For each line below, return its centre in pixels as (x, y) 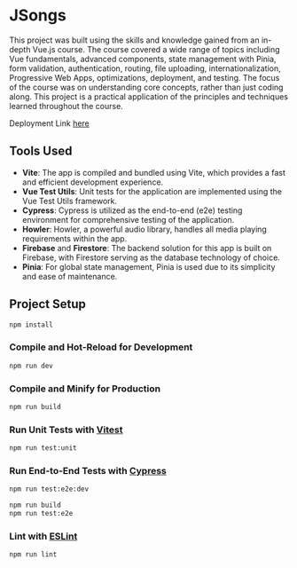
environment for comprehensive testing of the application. (128, 219)
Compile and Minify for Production (85, 389)
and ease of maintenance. (70, 276)
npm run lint (33, 555)
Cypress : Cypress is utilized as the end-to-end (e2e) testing (132, 210)
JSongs (38, 16)
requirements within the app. (74, 238)
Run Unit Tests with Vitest (66, 430)
